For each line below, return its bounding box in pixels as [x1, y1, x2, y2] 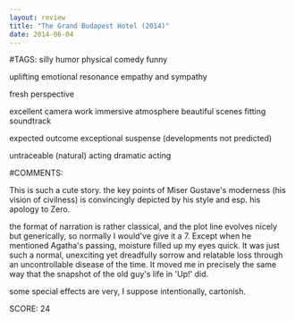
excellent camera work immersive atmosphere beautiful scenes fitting [9, 106, 266, 117]
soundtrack [9, 115, 52, 126]
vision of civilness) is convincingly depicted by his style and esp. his [9, 194, 261, 206]
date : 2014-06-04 [9, 30, 74, 38]
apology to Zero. [9, 204, 71, 215]
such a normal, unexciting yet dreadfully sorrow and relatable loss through [9, 249, 283, 260]
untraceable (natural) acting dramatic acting [9, 150, 172, 161]
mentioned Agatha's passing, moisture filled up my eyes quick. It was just [9, 241, 280, 251]
